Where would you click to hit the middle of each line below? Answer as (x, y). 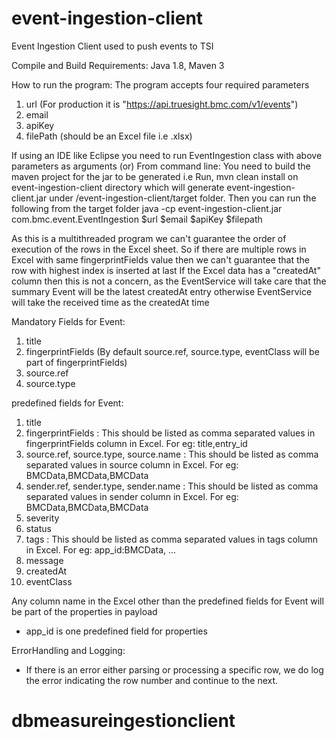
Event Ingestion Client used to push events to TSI (112, 46)
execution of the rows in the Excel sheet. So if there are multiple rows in (159, 249)
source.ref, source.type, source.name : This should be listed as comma (172, 454)
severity (42, 518)
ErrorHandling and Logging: (68, 650)
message (44, 560)
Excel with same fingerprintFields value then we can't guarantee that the (160, 259)
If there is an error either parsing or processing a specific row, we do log (174, 669)
